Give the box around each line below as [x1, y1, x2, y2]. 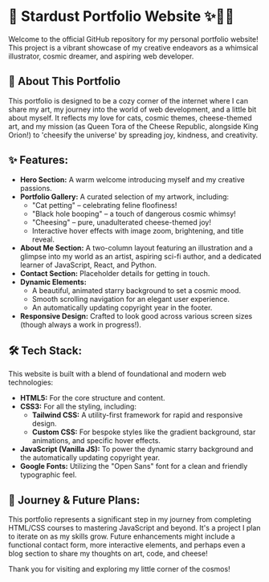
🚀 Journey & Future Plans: [8, 493, 141, 507]
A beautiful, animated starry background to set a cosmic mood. [31, 285, 242, 295]
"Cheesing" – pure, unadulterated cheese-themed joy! [31, 217, 211, 227]
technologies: [8, 377, 54, 388]
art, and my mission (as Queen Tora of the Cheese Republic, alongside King [8, 121, 259, 131]
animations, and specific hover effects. [31, 436, 161, 446]
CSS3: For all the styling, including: [19, 401, 137, 412]
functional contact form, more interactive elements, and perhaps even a [8, 540, 246, 550]
